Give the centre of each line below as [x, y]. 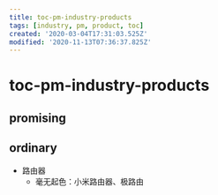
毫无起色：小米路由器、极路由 [89, 181]
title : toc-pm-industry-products [71, 17]
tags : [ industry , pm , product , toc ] [76, 26]
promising [38, 118]
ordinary [33, 148]
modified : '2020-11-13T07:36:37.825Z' [80, 42]
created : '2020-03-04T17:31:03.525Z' [79, 34]
